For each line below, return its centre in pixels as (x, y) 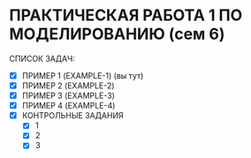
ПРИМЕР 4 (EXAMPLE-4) (68, 106)
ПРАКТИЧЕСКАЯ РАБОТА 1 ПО (126, 15)
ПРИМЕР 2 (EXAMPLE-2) (68, 86)
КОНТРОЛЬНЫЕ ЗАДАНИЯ (72, 116)
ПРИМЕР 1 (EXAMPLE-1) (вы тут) (83, 75)
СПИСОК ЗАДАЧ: (42, 58)
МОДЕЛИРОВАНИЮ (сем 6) (117, 34)
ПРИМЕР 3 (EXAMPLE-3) (68, 96)
